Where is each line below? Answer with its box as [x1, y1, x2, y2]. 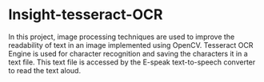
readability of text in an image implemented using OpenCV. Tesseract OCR [8, 40, 254, 49]
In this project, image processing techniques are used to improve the [8, 32, 235, 41]
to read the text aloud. [8, 65, 82, 75]
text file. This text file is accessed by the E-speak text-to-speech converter [8, 57, 256, 67]
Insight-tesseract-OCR [8, 6, 163, 24]
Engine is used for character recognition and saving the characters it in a [8, 49, 248, 58]
